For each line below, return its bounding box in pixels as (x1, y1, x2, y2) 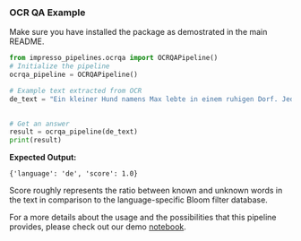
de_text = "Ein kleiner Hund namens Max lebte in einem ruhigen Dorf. (9, 94, 279, 104)
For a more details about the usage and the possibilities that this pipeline (9, 212, 277, 223)
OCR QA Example (9, 6, 86, 19)
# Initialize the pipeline (9, 62, 110, 71)
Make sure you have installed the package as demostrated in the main (9, 27, 268, 38)
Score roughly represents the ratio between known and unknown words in (9, 185, 283, 196)
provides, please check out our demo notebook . (9, 221, 186, 232)
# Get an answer (9, 119, 70, 128)
